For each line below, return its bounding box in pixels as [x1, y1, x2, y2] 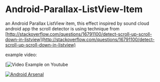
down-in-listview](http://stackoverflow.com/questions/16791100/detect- [5, 36, 155, 43]
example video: [5, 52, 37, 58]
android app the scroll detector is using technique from [5, 25, 120, 31]
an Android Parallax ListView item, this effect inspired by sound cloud [5, 20, 149, 26]
